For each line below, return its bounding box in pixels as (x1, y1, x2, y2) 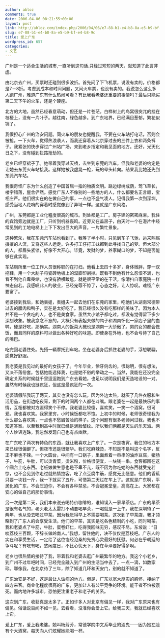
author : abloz (5, 7, 34, 12)
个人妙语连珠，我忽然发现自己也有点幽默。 (5, 429, 91, 435)
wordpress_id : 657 (5, 39, 43, 44)
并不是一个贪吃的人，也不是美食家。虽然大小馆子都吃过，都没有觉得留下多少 (5, 311, 160, 317)
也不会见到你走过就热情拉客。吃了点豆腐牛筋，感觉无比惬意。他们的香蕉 (13, 470, 160, 476)
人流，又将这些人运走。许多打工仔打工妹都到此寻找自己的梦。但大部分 (18, 241, 160, 247)
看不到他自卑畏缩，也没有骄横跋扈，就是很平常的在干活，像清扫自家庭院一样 (5, 276, 160, 282)
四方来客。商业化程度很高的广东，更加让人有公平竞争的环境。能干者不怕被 (5, 582, 156, 588)
